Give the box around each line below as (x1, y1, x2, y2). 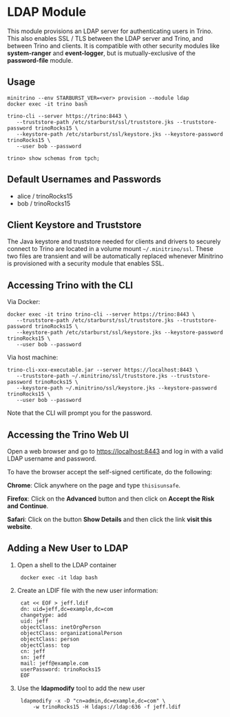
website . (7, 523, 32, 531)
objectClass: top (20, 642, 70, 649)
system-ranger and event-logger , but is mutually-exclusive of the (7, 49, 196, 57)
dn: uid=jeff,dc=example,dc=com (20, 605, 114, 612)
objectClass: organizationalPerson (20, 629, 123, 636)
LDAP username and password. (7, 454, 97, 463)
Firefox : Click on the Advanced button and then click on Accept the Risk (7, 494, 215, 503)
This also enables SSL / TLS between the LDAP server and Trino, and (7, 34, 203, 42)
